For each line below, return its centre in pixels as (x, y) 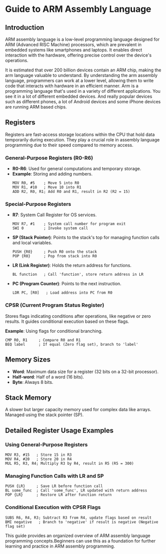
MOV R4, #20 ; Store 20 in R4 (38, 459)
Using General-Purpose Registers (47, 444)
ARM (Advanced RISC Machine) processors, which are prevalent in (74, 45)
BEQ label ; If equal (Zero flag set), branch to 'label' (72, 344)
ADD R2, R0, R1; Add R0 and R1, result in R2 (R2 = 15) (71, 192)
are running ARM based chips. (36, 107)
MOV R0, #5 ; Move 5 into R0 (46, 183)
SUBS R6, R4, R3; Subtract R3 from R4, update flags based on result (79, 518)
